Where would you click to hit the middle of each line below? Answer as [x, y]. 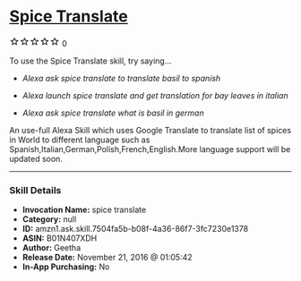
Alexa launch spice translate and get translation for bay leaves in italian [155, 95]
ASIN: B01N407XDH [60, 238]
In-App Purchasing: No [66, 267]
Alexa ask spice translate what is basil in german [113, 113]
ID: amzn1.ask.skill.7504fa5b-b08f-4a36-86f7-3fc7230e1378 [135, 229]
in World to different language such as [80, 140]
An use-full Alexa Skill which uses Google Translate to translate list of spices [150, 130]
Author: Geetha [52, 248]
